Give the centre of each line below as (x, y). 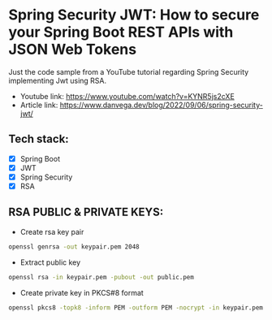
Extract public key (50, 262)
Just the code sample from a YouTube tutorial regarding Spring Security (129, 71)
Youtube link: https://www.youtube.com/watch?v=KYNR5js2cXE (127, 96)
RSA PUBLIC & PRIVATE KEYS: (86, 212)
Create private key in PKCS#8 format (82, 292)
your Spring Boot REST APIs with (121, 32)
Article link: (39, 105)
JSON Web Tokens (72, 50)
